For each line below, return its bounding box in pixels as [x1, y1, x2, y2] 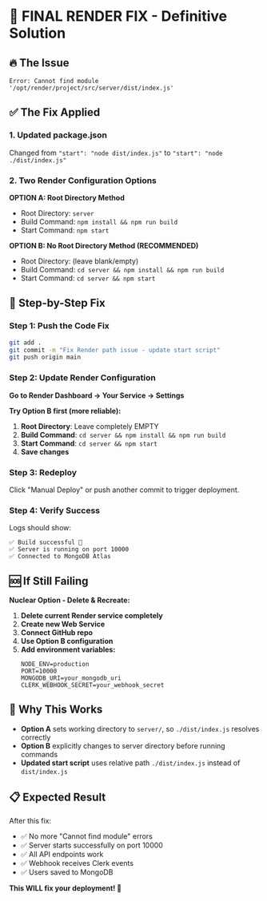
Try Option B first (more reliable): [9, 406, 122, 415]
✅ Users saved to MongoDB [20, 867, 114, 877]
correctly [20, 732, 51, 742]
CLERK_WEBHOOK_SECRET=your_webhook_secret [20, 681, 165, 689]
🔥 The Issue [9, 56, 70, 69]
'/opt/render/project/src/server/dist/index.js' [9, 84, 174, 92]
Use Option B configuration [20, 637, 114, 645]
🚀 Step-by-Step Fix [9, 296, 106, 310]
